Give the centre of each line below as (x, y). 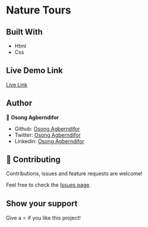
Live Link (17, 84)
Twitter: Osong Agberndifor (47, 135)
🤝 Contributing (33, 160)
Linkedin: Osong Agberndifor (49, 141)
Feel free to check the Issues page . (49, 185)
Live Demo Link (35, 71)
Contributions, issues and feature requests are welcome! (74, 174)
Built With (24, 32)
